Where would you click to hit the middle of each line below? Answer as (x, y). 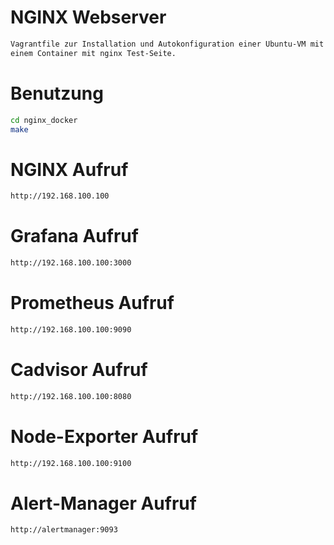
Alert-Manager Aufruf (103, 503)
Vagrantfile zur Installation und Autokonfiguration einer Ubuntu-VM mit (167, 44)
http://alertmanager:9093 (64, 530)
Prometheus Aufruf (92, 303)
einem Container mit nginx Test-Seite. (93, 53)
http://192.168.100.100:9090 (71, 329)
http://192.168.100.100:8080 (71, 396)
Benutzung (57, 93)
